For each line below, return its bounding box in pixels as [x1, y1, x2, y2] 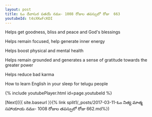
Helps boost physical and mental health [5, 48, 83, 53]
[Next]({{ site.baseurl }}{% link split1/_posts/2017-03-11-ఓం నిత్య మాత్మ [5, 100, 143, 105]
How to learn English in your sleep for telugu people [5, 81, 109, 87]
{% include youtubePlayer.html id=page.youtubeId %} [5, 90, 112, 96]
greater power [5, 62, 33, 68]
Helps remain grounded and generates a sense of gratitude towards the [5, 57, 148, 63]
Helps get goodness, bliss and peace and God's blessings [5, 29, 121, 35]
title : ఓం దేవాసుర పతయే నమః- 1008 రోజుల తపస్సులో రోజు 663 [5, 12, 121, 16]
